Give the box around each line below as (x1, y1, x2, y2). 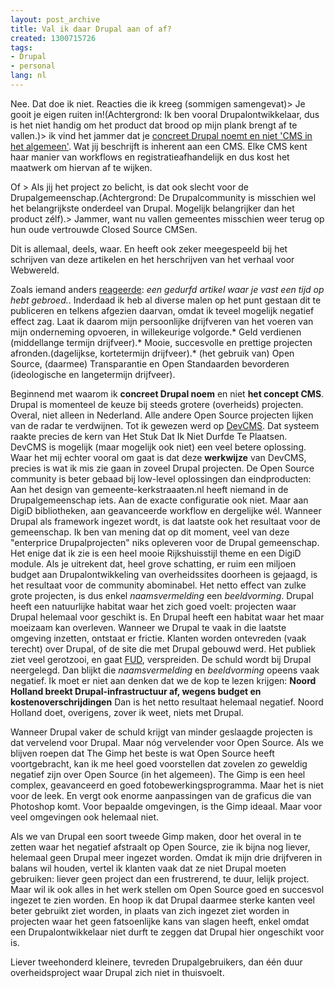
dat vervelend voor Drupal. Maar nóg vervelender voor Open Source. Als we (10, 736, 324, 748)
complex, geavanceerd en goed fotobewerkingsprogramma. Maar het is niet (10, 779, 324, 791)
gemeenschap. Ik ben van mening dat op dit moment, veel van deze (10, 526, 290, 538)
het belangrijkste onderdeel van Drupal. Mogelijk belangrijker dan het (10, 202, 295, 214)
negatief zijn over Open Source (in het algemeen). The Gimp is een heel (10, 768, 306, 780)
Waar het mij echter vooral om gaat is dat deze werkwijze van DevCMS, (10, 451, 307, 463)
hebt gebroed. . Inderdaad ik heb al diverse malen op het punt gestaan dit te (10, 294, 322, 306)
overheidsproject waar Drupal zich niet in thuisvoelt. (10, 966, 225, 978)
